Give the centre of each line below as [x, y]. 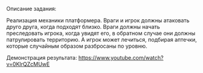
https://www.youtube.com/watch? [121, 58]
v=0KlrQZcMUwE [28, 64]
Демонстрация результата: [42, 58]
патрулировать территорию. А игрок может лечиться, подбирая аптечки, [102, 40]
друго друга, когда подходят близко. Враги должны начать [83, 27]
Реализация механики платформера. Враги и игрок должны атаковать [98, 20]
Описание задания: [31, 9]
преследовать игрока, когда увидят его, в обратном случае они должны [101, 33]
